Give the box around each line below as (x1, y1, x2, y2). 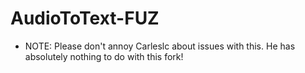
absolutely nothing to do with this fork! (24, 50, 184, 62)
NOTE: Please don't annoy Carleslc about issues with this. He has (24, 40, 296, 52)
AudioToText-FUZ (10, 7, 160, 30)
